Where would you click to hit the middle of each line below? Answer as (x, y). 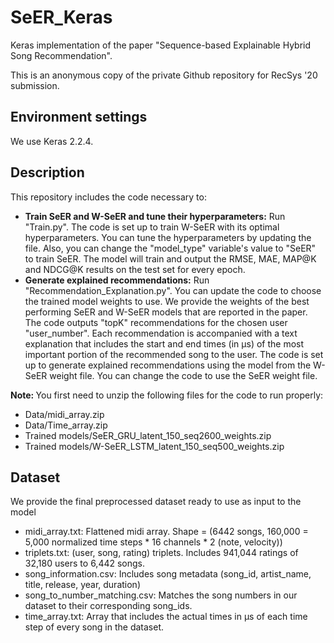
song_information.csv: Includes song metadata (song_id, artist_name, (168, 574)
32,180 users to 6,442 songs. (85, 563)
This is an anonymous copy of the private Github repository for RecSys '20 (164, 75)
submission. (35, 85)
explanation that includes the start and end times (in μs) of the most (164, 343)
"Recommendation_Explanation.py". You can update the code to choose (173, 290)
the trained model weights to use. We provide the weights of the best (167, 301)
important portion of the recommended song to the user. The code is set (174, 354)
